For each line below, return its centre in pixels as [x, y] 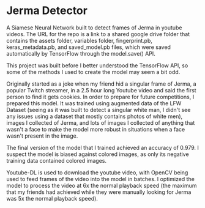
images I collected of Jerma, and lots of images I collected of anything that [101, 122]
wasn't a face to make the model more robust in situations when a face [96, 129]
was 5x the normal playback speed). [52, 198]
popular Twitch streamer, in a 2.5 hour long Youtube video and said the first [102, 90]
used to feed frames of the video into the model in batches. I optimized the [100, 179]
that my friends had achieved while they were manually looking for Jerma [99, 192]
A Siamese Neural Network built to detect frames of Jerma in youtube [94, 28]
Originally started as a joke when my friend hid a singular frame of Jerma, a [102, 84]
